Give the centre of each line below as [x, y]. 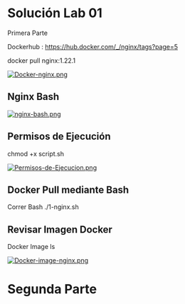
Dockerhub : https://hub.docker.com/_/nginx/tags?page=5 [93, 46]
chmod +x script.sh [36, 153]
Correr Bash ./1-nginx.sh [43, 207]
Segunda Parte [52, 289]
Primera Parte [28, 33]
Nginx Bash [33, 97]
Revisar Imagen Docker [60, 229]
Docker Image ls [31, 247]
